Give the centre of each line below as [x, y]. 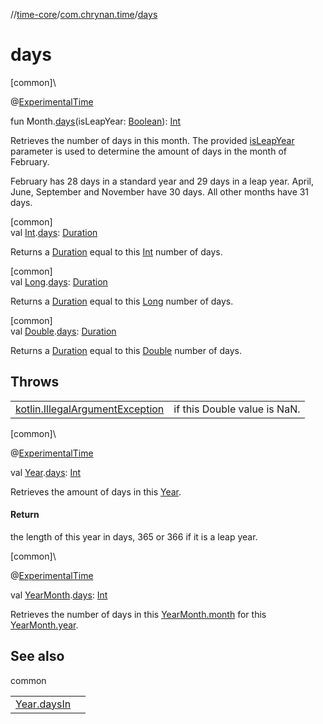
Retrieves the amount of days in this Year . [96, 491]
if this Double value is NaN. [237, 409]
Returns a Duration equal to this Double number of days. [126, 350]
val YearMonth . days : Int [59, 595]
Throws [35, 382]
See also [37, 656]
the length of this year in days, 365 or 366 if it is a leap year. [134, 536]
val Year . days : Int [46, 472]
